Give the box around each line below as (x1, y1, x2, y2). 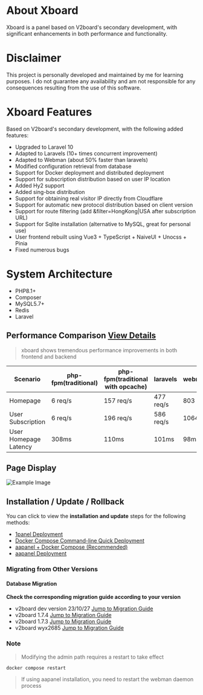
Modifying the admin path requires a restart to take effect (21, 653, 164, 661)
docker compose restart (6, 665, 66, 671)
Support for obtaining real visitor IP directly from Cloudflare (14, 195, 163, 202)
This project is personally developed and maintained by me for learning (6, 71, 184, 79)
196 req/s (103, 413, 132, 422)
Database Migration (6, 580, 57, 587)
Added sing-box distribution (14, 188, 85, 195)
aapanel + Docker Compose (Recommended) (14, 543, 128, 551)
